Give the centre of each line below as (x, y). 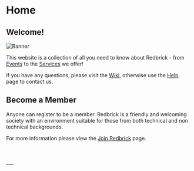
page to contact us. (30, 81)
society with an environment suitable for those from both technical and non (97, 120)
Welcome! (25, 32)
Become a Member (41, 100)
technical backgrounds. (35, 127)
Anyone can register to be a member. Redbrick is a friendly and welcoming (96, 114)
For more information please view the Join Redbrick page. (76, 138)
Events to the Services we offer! (45, 64)
